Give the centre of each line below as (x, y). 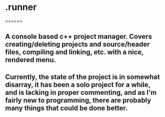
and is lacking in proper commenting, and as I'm (81, 92)
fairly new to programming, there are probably (78, 100)
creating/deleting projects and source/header (78, 45)
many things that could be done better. (67, 108)
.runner (21, 7)
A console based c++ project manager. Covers (79, 37)
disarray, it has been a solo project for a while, (78, 84)
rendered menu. (31, 60)
